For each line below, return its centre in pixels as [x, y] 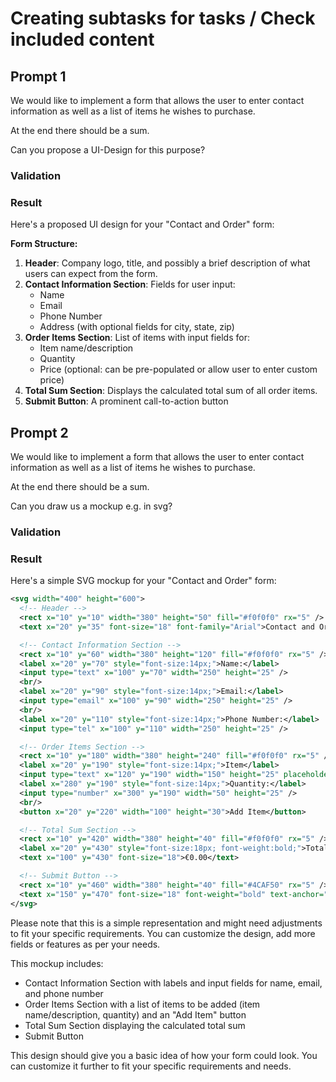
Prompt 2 [39, 432]
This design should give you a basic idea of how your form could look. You [164, 1055]
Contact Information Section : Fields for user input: [130, 284]
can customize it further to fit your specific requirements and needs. [151, 1066]
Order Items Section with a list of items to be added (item [142, 1004]
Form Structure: [44, 244]
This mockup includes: [57, 963]
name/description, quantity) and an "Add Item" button [135, 1014]
